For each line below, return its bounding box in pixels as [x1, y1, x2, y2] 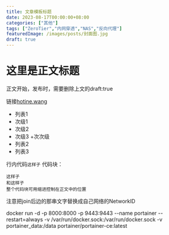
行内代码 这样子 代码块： [6, 160, 63, 167]
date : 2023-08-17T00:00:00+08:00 [6, 14, 90, 20]
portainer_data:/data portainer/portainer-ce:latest [6, 222, 127, 229]
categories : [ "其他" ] [6, 20, 59, 26]
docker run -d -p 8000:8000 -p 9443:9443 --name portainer [6, 209, 157, 216]
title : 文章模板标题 [6, 8, 52, 15]
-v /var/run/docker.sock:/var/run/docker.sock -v [44, 216, 163, 223]
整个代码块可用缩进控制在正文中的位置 [6, 186, 87, 192]
